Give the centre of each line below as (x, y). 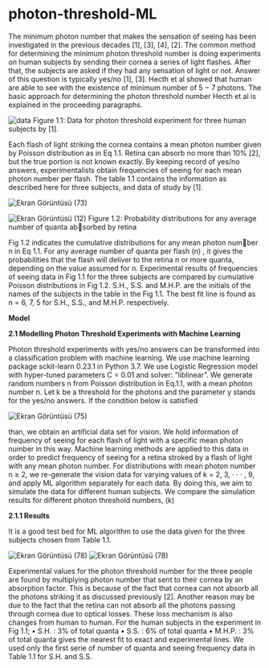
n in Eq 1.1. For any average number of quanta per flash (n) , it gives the (126, 251)
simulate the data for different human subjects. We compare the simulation (132, 491)
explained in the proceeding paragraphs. (75, 105)
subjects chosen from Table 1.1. (60, 539)
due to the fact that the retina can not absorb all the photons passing (122, 605)
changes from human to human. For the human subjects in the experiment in (135, 622)
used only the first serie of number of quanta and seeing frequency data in (132, 648)
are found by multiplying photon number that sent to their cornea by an (126, 579)
